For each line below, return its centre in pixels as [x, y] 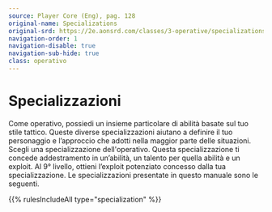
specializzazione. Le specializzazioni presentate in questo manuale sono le [134, 175]
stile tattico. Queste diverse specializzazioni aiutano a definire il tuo [121, 132]
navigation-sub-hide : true [54, 53]
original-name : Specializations [63, 23]
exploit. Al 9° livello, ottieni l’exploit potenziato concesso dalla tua [117, 166]
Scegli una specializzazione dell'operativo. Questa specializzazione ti [124, 149]
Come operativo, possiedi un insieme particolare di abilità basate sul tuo [129, 123]
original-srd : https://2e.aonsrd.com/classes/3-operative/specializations [137, 31]
